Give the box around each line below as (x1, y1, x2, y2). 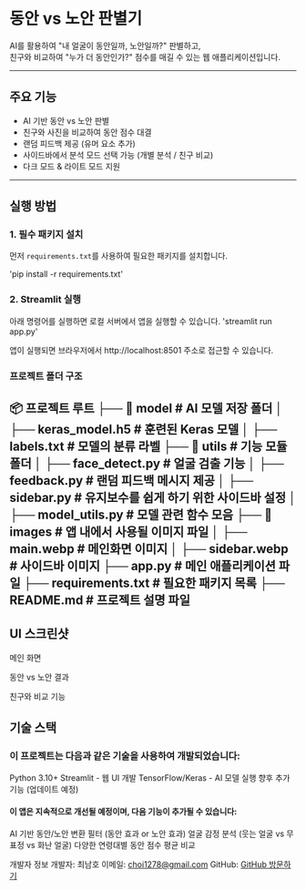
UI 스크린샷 (9, 626, 69, 642)
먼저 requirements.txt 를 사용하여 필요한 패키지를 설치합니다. (9, 251, 228, 261)
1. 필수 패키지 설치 (9, 229, 84, 241)
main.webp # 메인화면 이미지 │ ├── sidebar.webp (9, 541, 289, 557)
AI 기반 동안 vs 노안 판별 (22, 115, 110, 126)
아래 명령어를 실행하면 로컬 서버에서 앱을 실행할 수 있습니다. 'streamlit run (9, 315, 273, 326)
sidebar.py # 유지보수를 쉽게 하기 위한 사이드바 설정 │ (9, 490, 297, 506)
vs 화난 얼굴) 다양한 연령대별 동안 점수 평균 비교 (25, 839, 196, 850)
